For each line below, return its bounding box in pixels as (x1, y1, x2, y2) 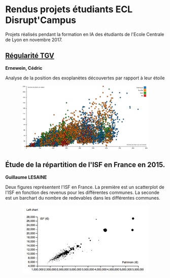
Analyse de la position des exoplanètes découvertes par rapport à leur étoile (5, 75, 165, 81)
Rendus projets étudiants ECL (5, 4, 133, 15)
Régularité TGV (5, 51, 54, 60)
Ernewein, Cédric (5, 65, 43, 71)
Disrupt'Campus (5, 14, 77, 26)
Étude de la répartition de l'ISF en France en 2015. (5, 160, 165, 169)
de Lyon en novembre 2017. (5, 37, 62, 43)
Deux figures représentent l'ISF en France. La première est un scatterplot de (5, 184, 165, 190)
